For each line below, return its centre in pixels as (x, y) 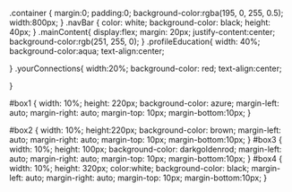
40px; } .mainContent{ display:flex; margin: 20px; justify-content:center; (142, 32)
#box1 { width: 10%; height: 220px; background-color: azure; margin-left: (144, 103)
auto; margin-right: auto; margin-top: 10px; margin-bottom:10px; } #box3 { (146, 140)
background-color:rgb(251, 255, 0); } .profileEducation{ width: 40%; (135, 41)
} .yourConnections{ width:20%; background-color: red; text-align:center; (146, 68)
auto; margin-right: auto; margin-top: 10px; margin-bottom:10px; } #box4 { (146, 159)
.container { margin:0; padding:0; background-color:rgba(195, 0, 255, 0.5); (146, 13)
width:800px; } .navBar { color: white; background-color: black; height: (140, 22)
